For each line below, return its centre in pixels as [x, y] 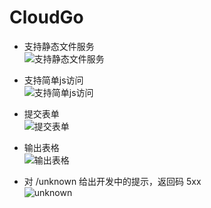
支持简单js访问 [53, 80]
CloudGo [46, 17]
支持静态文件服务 [59, 46]
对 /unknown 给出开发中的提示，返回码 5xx [112, 181]
